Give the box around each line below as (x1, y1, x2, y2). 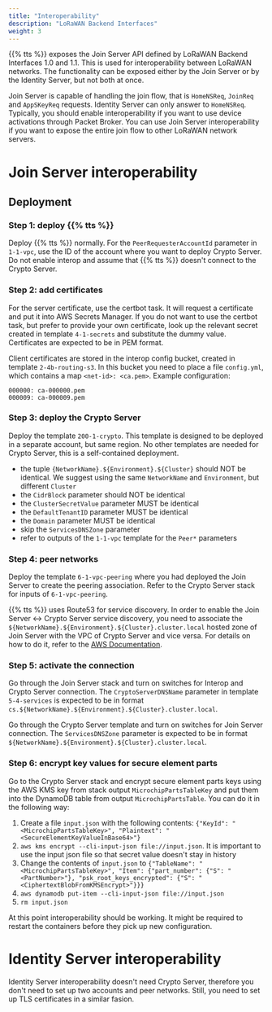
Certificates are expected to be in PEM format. (8, 337, 164, 347)
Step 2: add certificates (8, 284, 103, 296)
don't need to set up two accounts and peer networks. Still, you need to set (8, 985, 261, 995)
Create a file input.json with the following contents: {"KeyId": (19, 817, 229, 827)
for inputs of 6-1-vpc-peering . (8, 589, 108, 599)
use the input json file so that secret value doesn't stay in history (19, 849, 237, 859)
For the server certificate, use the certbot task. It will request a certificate (8, 303, 253, 313)
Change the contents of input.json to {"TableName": (19, 858, 196, 868)
